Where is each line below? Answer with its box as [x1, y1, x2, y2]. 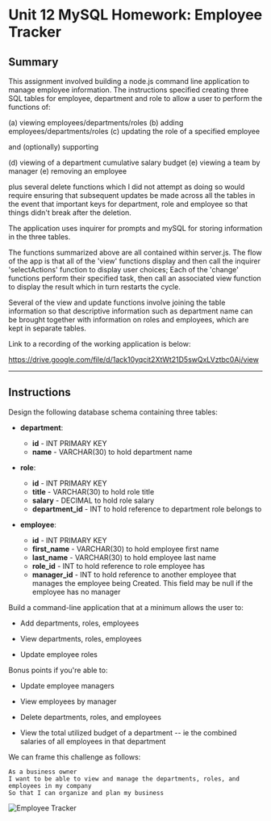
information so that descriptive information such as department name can [8, 306, 253, 316]
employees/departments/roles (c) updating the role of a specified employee [8, 127, 261, 136]
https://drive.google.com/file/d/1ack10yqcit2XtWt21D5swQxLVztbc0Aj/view [8, 355, 260, 364]
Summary [8, 55, 59, 69]
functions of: [8, 103, 51, 112]
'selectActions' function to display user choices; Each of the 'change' [8, 265, 240, 274]
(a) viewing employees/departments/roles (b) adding [8, 118, 184, 127]
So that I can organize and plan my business [8, 789, 164, 797]
